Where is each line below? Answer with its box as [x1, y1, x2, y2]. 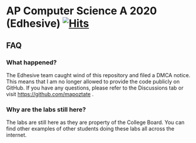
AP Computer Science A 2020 [6, 4, 157, 18]
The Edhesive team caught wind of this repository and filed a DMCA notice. [6, 71, 191, 78]
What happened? [6, 58, 57, 66]
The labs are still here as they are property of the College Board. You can [6, 119, 185, 126]
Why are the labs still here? [6, 105, 86, 113]
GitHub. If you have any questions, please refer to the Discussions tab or [6, 84, 184, 91]
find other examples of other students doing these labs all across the [6, 125, 175, 132]
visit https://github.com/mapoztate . [6, 90, 94, 97]
